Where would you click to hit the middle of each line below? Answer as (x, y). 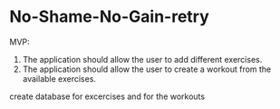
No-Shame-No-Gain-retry (110, 17)
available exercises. (59, 78)
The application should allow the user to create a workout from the (147, 69)
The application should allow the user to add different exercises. (142, 59)
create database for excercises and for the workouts (107, 96)
